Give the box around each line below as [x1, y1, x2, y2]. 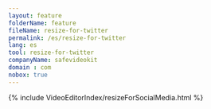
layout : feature [8, 11, 62, 20]
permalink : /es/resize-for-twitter [8, 33, 127, 42]
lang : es [8, 41, 37, 49]
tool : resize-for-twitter [8, 49, 94, 56]
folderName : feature [8, 19, 77, 27]
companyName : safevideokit [8, 56, 98, 64]
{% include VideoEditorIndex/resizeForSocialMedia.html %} [8, 92, 204, 102]
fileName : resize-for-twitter [8, 26, 109, 34]
